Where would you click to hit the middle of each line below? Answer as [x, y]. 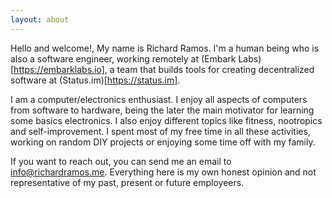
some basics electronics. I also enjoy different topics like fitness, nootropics [166, 120]
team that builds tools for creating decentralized [215, 69]
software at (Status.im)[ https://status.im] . [95, 80]
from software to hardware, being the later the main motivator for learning [162, 110]
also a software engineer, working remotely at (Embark [123, 58]
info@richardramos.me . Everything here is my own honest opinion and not [163, 172]
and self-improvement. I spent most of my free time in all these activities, [160, 131]
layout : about [40, 19]
